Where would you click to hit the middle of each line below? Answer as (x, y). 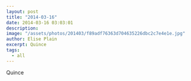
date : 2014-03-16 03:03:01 (40, 22)
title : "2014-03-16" (32, 17)
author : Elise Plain (32, 39)
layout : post (22, 12)
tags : (13, 50)
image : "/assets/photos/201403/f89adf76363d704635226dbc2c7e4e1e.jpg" (96, 34)
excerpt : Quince (26, 45)
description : (22, 28)
